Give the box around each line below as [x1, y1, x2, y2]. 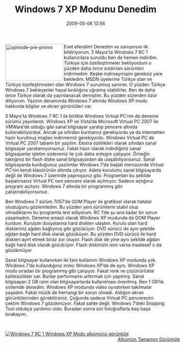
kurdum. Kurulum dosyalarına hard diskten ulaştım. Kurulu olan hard [5, 220, 148, 226]
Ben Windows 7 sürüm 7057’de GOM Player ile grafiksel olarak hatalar [5, 198, 152, 205]
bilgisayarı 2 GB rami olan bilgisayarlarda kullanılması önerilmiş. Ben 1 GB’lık [5, 278, 164, 284]
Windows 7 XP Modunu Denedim [14, 4, 157, 15]
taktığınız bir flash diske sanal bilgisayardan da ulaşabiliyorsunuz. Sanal [5, 156, 155, 162]
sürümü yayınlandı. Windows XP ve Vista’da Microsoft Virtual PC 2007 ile [5, 118, 158, 124]
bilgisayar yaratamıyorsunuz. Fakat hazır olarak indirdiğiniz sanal [5, 145, 141, 151]
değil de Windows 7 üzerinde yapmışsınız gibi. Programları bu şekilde [5, 172, 151, 179]
